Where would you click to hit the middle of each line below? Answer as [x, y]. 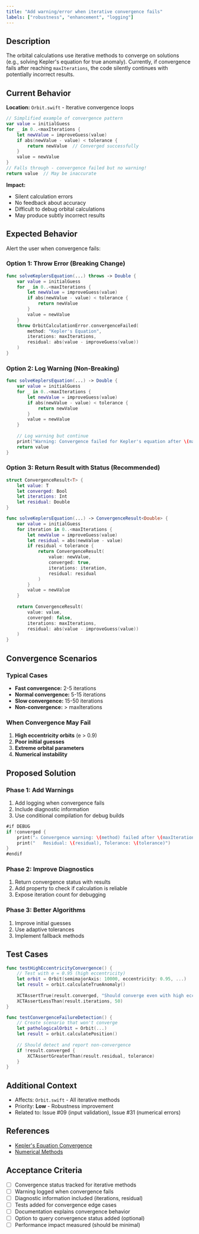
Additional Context [41, 1085]
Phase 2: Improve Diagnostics [50, 869]
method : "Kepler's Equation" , [65, 331]
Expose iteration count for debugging [60, 895]
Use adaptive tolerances [44, 929]
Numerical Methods [39, 1151]
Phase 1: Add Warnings [40, 790]
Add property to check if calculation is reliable [71, 888]
